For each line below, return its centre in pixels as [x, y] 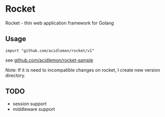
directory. [15, 75]
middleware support [34, 109]
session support [30, 104]
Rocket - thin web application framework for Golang [60, 23]
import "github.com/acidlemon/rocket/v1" [50, 51]
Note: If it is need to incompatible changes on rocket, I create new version [83, 70]
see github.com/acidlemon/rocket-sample [49, 60]
